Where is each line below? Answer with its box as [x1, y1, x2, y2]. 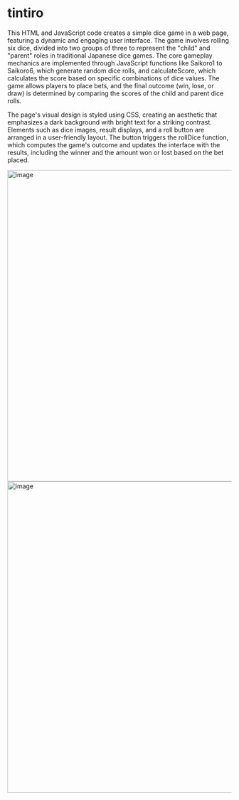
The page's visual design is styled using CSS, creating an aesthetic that [7, 110, 218, 119]
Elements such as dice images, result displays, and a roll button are [7, 125, 205, 134]
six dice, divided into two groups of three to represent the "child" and [7, 43, 211, 52]
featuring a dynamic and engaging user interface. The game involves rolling [7, 36, 230, 44]
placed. [7, 155, 30, 164]
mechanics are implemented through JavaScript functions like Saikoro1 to [7, 58, 223, 67]
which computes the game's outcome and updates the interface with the [7, 140, 221, 149]
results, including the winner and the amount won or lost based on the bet [7, 148, 224, 157]
